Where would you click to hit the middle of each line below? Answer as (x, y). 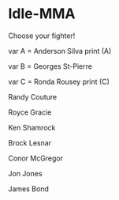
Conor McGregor (36, 158)
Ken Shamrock (32, 127)
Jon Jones (25, 173)
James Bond (29, 189)
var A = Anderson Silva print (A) (60, 51)
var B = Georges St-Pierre (50, 66)
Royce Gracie (30, 112)
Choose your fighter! (42, 36)
